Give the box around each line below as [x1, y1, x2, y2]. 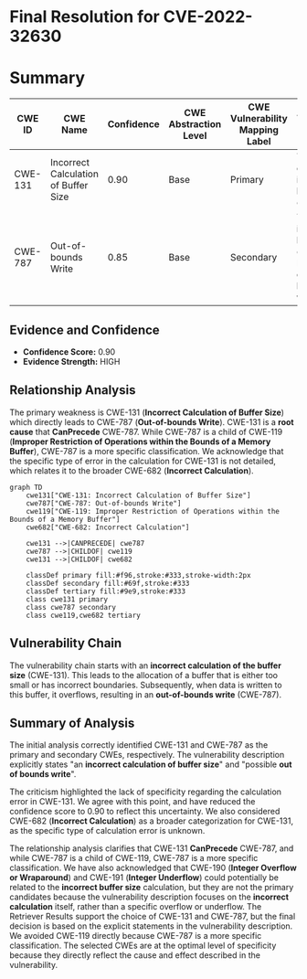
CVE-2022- [163, 6, 253, 27]
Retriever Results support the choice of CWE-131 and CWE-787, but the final [9, 911, 296, 922]
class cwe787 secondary [26, 602, 117, 612]
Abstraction [168, 118, 222, 131]
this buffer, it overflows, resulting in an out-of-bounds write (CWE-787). [9, 688, 281, 700]
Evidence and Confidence [9, 322, 160, 337]
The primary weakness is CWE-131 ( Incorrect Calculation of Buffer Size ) [9, 407, 285, 418]
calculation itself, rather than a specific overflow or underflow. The [9, 901, 262, 912]
